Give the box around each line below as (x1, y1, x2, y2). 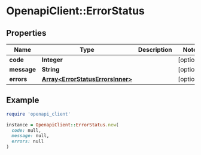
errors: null (11, 138, 44, 144)
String (41, 66, 60, 73)
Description (138, 46, 172, 54)
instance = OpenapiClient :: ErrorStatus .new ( (6, 122, 119, 128)
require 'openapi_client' (6, 111, 71, 117)
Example (6, 95, 39, 106)
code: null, (11, 127, 42, 134)
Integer (41, 55, 63, 64)
